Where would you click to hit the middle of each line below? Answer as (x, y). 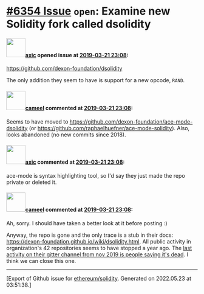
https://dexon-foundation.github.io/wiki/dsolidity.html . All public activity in (99, 241)
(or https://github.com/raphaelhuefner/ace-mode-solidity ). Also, (109, 128)
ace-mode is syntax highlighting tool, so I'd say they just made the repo (96, 175)
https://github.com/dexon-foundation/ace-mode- (131, 121)
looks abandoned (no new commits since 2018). (66, 135)
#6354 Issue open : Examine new (88, 11)
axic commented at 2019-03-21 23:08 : (75, 162)
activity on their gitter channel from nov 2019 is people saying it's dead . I (97, 254)
